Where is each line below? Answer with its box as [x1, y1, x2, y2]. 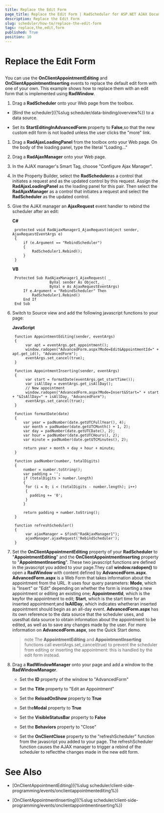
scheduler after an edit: [12, 209, 60, 214]
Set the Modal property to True [19, 705, 82, 711]
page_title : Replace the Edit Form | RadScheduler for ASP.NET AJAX [5, 12, 147, 17]
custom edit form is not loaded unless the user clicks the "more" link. [12, 130, 151, 135]
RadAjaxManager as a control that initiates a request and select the [12, 188, 149, 194]
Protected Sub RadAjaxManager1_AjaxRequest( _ [14, 276, 111, 281]
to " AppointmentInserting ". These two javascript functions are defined [12, 559, 156, 565]
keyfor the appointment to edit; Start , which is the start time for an [12, 596, 146, 602]
